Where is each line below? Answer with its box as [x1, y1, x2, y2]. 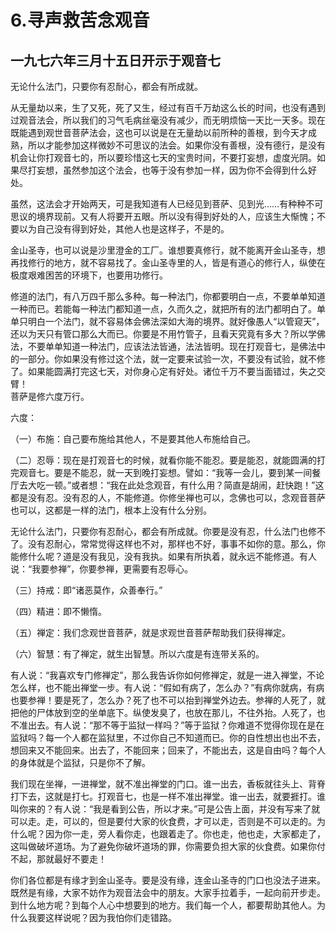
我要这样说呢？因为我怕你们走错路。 [27, 912, 177, 923]
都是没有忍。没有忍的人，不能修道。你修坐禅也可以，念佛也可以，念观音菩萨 [10, 492, 326, 503]
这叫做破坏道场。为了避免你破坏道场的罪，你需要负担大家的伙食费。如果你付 [10, 841, 326, 852]
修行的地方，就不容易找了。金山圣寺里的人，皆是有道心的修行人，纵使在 [27, 257, 326, 268]
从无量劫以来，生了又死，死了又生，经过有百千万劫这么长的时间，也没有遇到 [10, 102, 326, 113]
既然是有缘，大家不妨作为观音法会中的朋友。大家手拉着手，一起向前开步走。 [10, 887, 326, 898]
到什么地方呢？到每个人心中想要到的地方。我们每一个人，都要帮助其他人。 [10, 899, 317, 911]
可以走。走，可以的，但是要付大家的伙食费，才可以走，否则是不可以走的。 [10, 816, 317, 827]
